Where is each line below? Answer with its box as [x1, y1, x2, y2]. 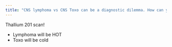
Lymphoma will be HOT [12, 31, 62, 37]
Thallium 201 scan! [5, 21, 45, 28]
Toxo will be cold [12, 37, 49, 43]
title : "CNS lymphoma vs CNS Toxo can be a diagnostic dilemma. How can [5, 7, 164, 13]
